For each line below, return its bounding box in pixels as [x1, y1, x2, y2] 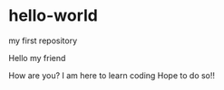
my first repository [8, 35, 78, 46]
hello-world [8, 5, 99, 26]
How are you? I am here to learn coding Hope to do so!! [8, 69, 215, 81]
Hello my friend [8, 52, 66, 63]
